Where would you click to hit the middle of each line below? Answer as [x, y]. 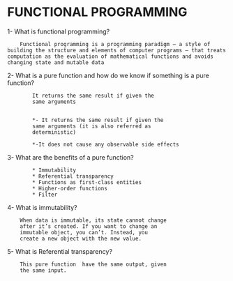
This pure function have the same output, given [93, 264]
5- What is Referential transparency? [60, 251]
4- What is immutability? [42, 207]
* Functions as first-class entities [87, 182]
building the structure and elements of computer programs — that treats [117, 50]
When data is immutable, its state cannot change [93, 220]
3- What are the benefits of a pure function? [70, 157]
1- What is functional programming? [59, 31]
